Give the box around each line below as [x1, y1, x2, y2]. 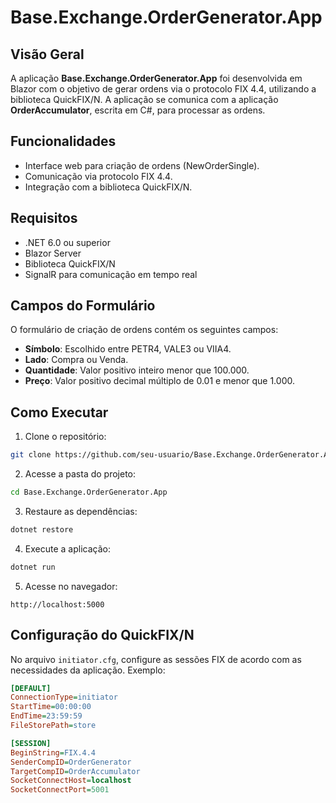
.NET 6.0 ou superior [24, 236, 111, 248]
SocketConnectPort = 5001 [10, 785, 110, 795]
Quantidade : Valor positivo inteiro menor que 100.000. [24, 364, 250, 376]
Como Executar [10, 404, 109, 421]
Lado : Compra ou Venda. [24, 354, 129, 366]
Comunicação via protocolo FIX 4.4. [24, 170, 173, 182]
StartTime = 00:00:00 [10, 702, 92, 712]
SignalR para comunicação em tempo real [24, 268, 198, 280]
